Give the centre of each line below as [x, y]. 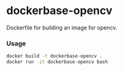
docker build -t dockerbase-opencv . [54, 56]
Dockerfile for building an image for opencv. [62, 28]
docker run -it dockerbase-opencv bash [57, 62]
